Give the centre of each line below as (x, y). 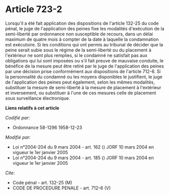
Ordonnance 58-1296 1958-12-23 (47, 127)
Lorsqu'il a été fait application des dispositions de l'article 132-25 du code (82, 23)
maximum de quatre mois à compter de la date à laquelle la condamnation (82, 39)
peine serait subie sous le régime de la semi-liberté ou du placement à (78, 50)
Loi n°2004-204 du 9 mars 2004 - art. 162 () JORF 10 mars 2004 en (83, 147)
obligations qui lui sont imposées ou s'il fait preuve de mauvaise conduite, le (84, 60)
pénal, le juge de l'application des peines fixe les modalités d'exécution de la (85, 28)
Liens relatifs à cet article (32, 108)
